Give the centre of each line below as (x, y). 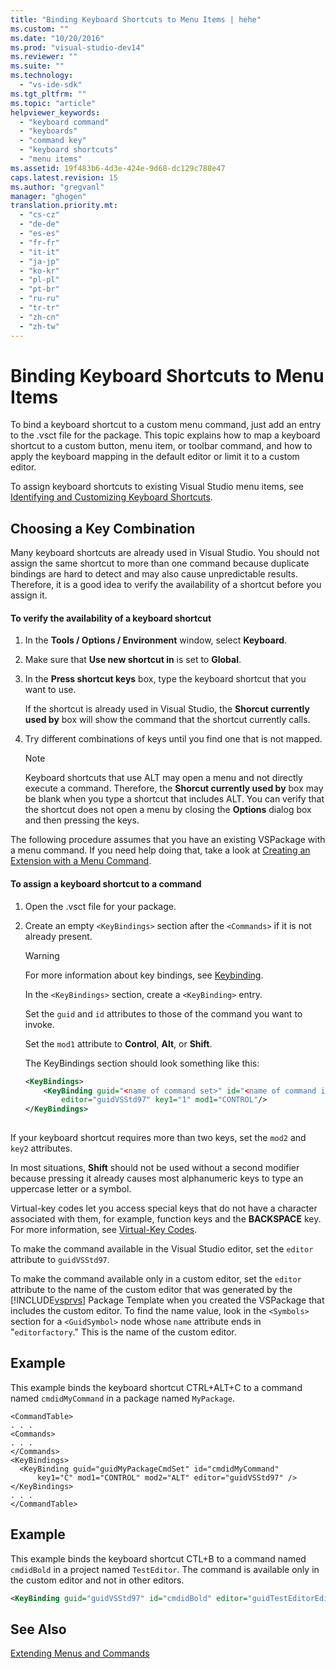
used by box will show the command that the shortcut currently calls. (167, 720)
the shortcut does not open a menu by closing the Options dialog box (168, 810)
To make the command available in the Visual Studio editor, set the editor (162, 1249)
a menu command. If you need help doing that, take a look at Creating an (160, 850)
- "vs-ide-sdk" (51, 85)
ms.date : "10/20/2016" (57, 38)
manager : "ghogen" (48, 196)
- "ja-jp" (39, 261)
